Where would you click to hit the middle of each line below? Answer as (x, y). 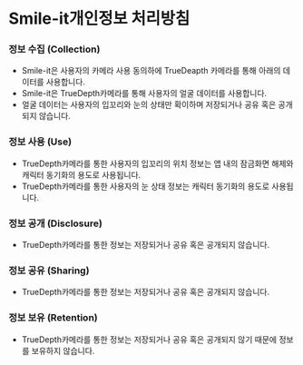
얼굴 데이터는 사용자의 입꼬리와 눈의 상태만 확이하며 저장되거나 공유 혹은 (149, 104)
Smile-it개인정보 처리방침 (99, 19)
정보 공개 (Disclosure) (56, 223)
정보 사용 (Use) (40, 142)
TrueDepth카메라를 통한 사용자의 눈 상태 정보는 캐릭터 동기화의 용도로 (145, 186)
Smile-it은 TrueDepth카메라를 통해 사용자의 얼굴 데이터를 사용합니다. (144, 94)
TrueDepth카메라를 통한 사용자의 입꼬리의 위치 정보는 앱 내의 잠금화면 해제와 (157, 163)
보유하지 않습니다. (63, 350)
